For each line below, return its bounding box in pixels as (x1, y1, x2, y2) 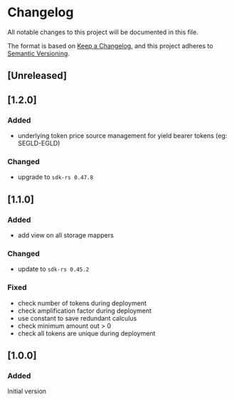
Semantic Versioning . (7, 49, 70, 58)
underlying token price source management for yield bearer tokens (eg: (17, 132, 228, 140)
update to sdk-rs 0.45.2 (17, 264, 90, 274)
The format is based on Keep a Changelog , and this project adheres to (7, 41, 213, 50)
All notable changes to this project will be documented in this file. (7, 28, 199, 36)
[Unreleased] (7, 70, 68, 82)
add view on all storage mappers (17, 231, 114, 239)
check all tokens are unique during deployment (17, 328, 156, 338)
